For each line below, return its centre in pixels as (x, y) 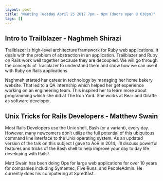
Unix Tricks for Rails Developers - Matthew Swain (81, 116)
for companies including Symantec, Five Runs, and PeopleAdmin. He (74, 168)
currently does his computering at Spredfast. (50, 173)
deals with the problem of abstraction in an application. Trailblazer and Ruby (81, 55)
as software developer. (28, 101)
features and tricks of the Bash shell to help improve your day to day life (77, 148)
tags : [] (14, 18)
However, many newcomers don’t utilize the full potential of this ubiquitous (80, 133)
